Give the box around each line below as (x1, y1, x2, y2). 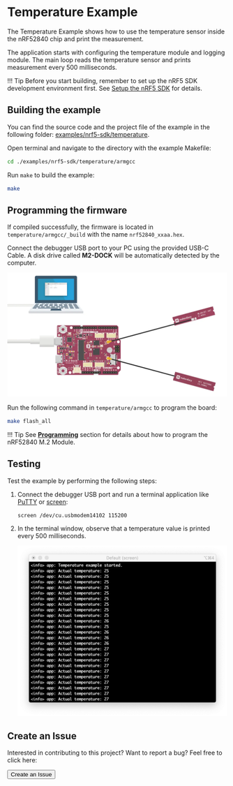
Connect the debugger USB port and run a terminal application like (17, 490, 209, 498)
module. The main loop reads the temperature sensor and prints (7, 55, 191, 64)
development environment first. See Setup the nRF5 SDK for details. (7, 84, 202, 92)
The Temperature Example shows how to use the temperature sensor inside (7, 27, 225, 36)
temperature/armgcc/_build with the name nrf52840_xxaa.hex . (7, 230, 185, 239)
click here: (7, 756, 38, 764)
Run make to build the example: (7, 170, 95, 179)
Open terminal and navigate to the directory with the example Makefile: (7, 144, 211, 152)
